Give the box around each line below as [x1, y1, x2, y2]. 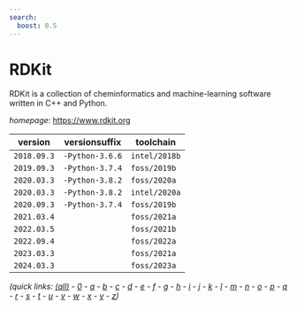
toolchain [135, 136, 177, 149]
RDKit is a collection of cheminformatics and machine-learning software [9, 89, 271, 99]
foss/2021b [131, 224, 177, 235]
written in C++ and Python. [9, 98, 108, 109]
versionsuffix [64, 136, 122, 149]
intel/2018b [131, 151, 181, 161]
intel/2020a [131, 188, 181, 198]
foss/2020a [131, 175, 177, 186]
